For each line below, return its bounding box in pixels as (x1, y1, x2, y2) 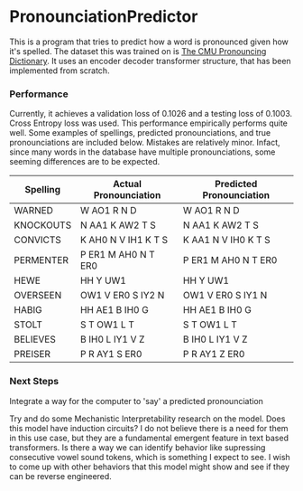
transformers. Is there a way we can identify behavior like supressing (9, 441, 266, 453)
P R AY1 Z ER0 (183, 348, 245, 361)
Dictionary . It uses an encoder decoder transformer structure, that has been (9, 55, 291, 66)
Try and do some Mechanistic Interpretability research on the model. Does (9, 413, 286, 424)
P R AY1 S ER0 (79, 348, 142, 361)
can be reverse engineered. (9, 470, 113, 481)
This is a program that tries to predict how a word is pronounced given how (9, 36, 289, 47)
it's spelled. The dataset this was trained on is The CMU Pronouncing (9, 45, 267, 56)
